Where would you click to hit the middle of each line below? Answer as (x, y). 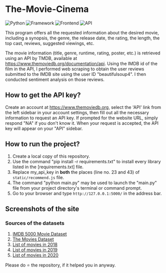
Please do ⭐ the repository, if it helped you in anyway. (60, 265)
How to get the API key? (43, 95)
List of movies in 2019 (35, 250)
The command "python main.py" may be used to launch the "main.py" (85, 183)
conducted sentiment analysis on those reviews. (55, 79)
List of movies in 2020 (35, 255)
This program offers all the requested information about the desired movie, (82, 32)
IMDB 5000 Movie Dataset (39, 234)
